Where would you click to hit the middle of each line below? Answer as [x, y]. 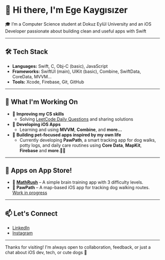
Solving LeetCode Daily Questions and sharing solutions [76, 119]
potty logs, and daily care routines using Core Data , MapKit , [81, 145]
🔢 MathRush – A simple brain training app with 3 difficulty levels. [78, 182]
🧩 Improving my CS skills [38, 114]
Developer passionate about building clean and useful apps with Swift [76, 31]
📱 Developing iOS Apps [36, 124]
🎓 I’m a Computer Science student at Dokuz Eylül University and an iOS [78, 24]
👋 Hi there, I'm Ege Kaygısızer [67, 10]
